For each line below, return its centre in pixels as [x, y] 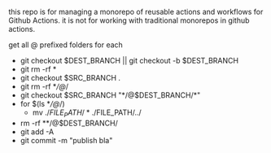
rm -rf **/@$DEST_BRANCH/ [69, 123]
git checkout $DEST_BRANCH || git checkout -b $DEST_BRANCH [129, 61]
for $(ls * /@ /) [42, 104]
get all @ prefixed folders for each [66, 45]
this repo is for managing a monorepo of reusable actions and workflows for [136, 12]
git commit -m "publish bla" [66, 140]
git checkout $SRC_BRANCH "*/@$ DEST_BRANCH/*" [110, 95]
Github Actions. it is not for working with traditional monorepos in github [129, 20]
